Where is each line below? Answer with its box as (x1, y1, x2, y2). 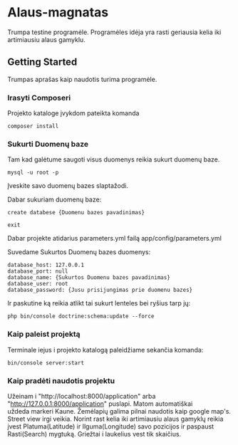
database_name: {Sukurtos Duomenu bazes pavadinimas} (7, 274, 171, 281)
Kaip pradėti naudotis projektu (7, 375, 115, 385)
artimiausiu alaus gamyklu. (7, 35, 86, 43)
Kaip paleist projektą (7, 329, 81, 339)
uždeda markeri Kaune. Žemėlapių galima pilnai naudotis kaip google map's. (7, 407, 232, 415)
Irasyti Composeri (7, 93, 71, 103)
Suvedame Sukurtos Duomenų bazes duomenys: (7, 248, 151, 256)
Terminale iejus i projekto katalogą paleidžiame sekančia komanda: (7, 345, 204, 354)
